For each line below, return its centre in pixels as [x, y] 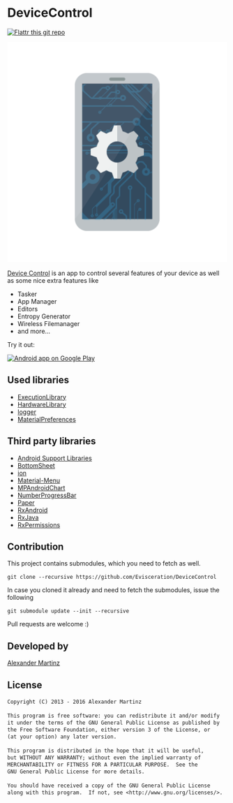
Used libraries [38, 380]
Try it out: [21, 344]
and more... [34, 331]
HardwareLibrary [42, 404]
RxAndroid [32, 510]
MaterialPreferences [47, 419]
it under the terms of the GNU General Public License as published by [113, 723]
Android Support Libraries [54, 458]
